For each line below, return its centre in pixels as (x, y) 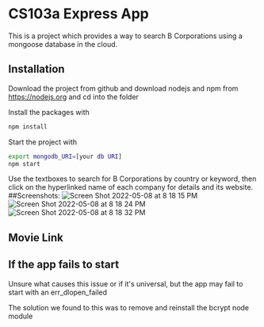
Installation (36, 69)
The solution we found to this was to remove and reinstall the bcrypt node (129, 307)
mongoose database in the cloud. (63, 44)
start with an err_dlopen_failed (58, 292)
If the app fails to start (64, 265)
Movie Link (36, 238)
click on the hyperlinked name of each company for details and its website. (131, 187)
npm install (28, 127)
